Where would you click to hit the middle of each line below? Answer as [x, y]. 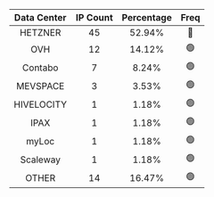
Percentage [147, 17]
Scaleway [40, 160]
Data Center [40, 17]
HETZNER [40, 33]
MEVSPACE [41, 86]
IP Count [94, 17]
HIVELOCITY [41, 104]
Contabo [40, 68]
